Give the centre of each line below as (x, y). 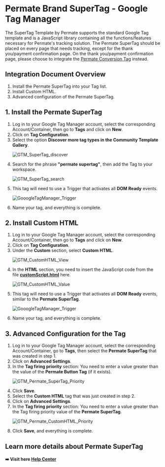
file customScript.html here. (41, 275)
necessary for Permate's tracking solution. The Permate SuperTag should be (83, 43)
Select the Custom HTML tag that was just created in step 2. (74, 396)
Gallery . (20, 145)
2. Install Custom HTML (42, 223)
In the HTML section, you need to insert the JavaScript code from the (83, 269)
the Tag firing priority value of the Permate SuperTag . (67, 412)
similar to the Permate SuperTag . (46, 299)
